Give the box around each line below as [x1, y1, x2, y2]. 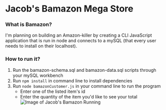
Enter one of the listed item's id [20, 88, 86, 94]
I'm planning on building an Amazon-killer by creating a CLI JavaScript [5, 32, 152, 38]
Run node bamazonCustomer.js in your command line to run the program [12, 83, 161, 89]
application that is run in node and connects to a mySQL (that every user [5, 38, 156, 44]
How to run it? [5, 56, 40, 63]
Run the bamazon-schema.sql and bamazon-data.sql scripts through [12, 67, 157, 73]
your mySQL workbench [12, 72, 63, 78]
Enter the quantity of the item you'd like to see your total [20, 93, 138, 99]
